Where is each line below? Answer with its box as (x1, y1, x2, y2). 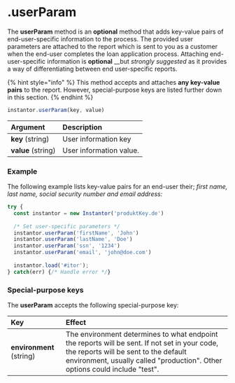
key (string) (10, 134, 50, 144)
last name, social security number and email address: (7, 190, 163, 198)
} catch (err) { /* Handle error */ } (7, 268, 111, 275)
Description (62, 122, 103, 132)
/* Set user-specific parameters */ (13, 223, 120, 230)
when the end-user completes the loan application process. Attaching (7, 50, 208, 58)
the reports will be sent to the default (65, 347, 187, 357)
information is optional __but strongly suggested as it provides (47, 57, 227, 65)
